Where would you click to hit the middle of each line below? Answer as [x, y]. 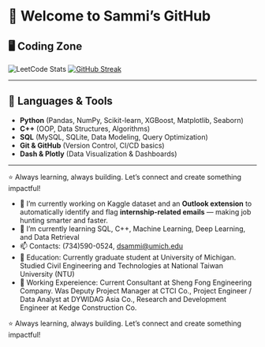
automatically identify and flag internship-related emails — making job [135, 211]
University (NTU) [47, 274]
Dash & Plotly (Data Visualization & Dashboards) [98, 154]
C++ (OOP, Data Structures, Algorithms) [85, 129]
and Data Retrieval [50, 237]
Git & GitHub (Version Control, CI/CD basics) [92, 145]
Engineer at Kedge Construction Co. [78, 308]
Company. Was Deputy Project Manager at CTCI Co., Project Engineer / [136, 290]
